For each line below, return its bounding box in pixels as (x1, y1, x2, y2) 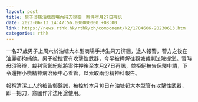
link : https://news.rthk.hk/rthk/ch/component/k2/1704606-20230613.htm (6, 25, 186, 31)
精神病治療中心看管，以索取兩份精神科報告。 (31, 70, 140, 77)
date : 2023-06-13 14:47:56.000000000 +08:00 (6, 19, 117, 25)
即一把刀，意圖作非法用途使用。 (6, 90, 84, 97)
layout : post (6, 8, 38, 15)
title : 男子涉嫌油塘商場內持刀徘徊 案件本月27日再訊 (6, 14, 123, 20)
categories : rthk (6, 31, 49, 37)
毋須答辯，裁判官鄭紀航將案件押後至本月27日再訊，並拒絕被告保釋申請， (6, 62, 183, 70)
